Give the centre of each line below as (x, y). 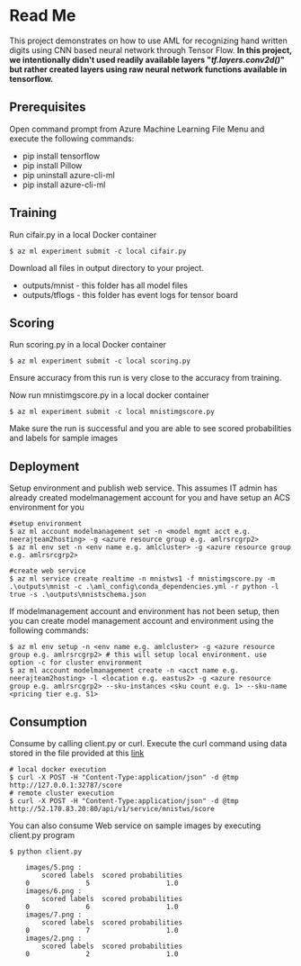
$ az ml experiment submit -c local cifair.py (98, 251)
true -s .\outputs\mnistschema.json (78, 595)
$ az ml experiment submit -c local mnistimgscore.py (112, 412)
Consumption (49, 722)
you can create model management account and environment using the (142, 621)
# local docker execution (58, 770)
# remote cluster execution (62, 793)
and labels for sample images (64, 438)
